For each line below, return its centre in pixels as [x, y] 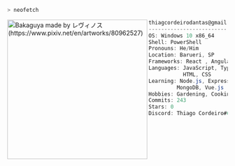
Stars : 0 [161, 107]
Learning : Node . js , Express [190, 81]
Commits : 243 [168, 100]
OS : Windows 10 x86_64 [181, 36]
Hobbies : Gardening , [178, 94]
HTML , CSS [197, 74]
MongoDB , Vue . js [200, 87]
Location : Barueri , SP [181, 55]
